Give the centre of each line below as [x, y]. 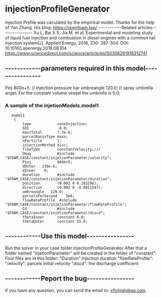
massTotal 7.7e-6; [48, 133]
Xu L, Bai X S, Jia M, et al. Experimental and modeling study [93, 32]
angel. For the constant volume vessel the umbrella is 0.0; [63, 93]
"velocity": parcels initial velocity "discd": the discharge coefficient [72, 263]
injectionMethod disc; [45, 145]
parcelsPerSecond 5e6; [49, 196]
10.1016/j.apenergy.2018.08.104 [36, 48]
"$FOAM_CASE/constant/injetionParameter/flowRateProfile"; [66, 204]
